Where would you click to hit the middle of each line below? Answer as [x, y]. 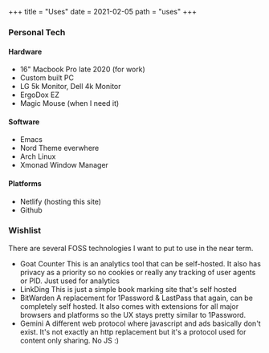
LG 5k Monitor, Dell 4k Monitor [70, 87]
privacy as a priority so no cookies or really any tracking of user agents [138, 272]
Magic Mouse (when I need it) [69, 103]
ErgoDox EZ [40, 95]
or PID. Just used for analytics [70, 281]
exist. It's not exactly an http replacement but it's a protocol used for [133, 331]
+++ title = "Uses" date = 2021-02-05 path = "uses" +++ [102, 12]
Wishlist [25, 230]
